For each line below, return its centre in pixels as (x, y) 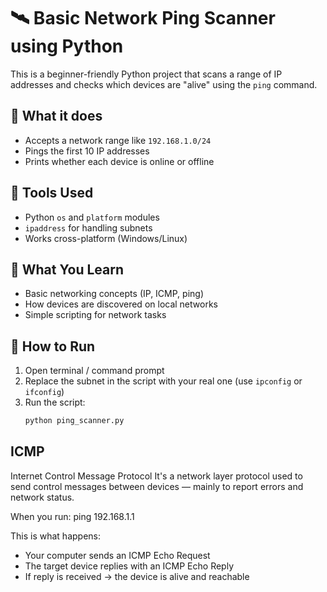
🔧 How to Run (53, 346)
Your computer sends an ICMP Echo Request (117, 555)
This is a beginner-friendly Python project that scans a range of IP (146, 74)
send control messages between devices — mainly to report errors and (157, 486)
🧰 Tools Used (52, 193)
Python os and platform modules (92, 217)
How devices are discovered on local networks (121, 304)
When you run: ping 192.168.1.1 (72, 516)
